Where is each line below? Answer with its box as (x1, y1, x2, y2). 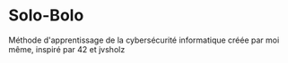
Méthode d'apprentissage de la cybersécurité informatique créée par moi (8, 35, 280, 45)
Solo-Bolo (8, 5, 84, 26)
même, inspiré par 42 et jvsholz (8, 43, 126, 54)
